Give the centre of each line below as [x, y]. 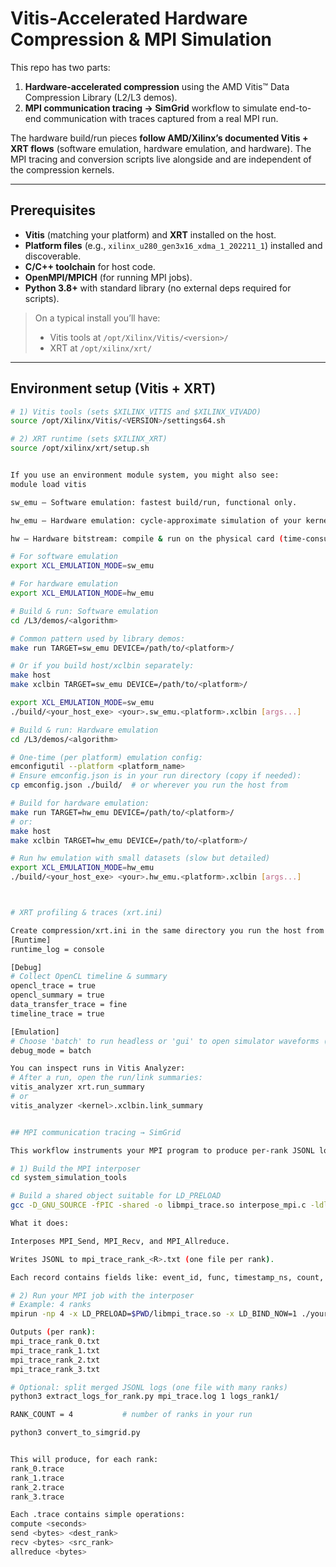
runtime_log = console [57, 949]
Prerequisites [53, 210]
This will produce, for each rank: [84, 1460]
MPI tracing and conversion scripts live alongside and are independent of [161, 159]
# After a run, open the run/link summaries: [106, 1078]
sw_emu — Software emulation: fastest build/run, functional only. [154, 502]
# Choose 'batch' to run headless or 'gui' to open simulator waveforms [165, 1041]
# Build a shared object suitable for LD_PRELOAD [116, 1196]
